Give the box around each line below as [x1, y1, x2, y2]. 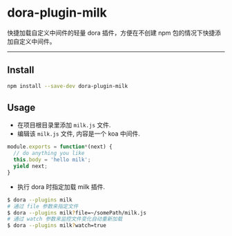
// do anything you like [13, 150, 85, 157]
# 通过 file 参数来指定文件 [7, 203, 79, 210]
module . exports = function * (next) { [7, 143, 113, 150]
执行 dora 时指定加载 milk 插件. [17, 182, 106, 191]
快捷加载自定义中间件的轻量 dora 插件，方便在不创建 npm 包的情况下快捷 [7, 28, 215, 37]
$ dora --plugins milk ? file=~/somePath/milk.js [7, 209, 147, 216]
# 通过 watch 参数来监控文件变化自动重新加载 [7, 216, 123, 223]
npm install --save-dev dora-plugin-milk [7, 82, 128, 89]
